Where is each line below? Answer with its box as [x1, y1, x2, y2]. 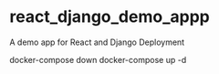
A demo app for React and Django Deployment [9, 37, 185, 48]
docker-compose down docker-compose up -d [9, 54, 187, 65]
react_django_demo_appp [9, 6, 210, 27]
